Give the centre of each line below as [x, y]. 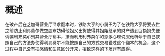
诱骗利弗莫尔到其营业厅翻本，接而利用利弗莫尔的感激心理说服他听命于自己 [80, 37]
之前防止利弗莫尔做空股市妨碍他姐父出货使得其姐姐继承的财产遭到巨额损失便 [82, 30]
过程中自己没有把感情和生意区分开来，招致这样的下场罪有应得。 [69, 49]
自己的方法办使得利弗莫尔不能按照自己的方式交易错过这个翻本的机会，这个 [84, 42]
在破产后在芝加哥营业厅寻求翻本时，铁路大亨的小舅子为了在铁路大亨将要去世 [82, 24]
